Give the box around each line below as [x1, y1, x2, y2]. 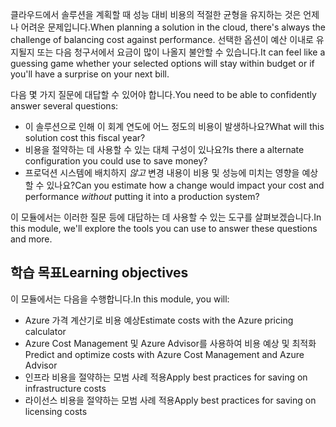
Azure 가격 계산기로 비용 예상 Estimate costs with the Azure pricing [24, 314, 294, 326]
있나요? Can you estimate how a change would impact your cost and [46, 179, 325, 191]
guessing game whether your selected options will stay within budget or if [10, 58, 315, 69]
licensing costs [24, 405, 88, 417]
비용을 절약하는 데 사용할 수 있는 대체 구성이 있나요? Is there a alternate [24, 144, 305, 155]
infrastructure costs [24, 382, 107, 394]
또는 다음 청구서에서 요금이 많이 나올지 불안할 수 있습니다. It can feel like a [36, 46, 326, 58]
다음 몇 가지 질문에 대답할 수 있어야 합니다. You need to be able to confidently [10, 89, 317, 100]
